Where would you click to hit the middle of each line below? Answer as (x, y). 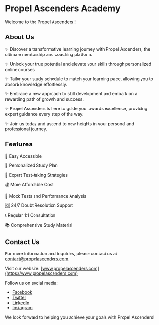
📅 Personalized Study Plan (32, 165)
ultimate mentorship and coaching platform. (49, 54)
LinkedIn (21, 303)
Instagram (22, 308)
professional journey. (26, 129)
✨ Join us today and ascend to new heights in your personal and (70, 123)
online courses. (20, 69)
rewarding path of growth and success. (44, 99)
